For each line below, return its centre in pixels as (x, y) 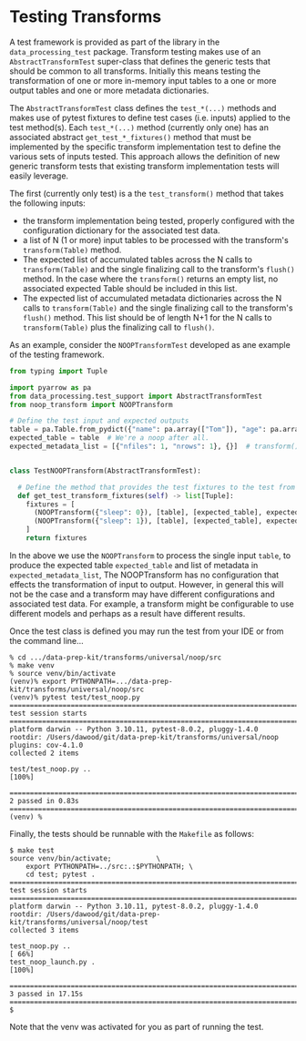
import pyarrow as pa (51, 388)
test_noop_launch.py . (52, 962)
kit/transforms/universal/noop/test (79, 922)
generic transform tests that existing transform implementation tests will (144, 166)
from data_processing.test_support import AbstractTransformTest (136, 396)
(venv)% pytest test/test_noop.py (75, 697)
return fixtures (57, 538)
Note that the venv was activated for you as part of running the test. (137, 1026)
